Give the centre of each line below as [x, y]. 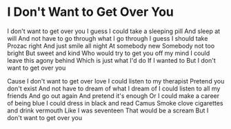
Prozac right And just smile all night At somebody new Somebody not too [111, 46]
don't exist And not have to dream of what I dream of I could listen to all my [114, 88]
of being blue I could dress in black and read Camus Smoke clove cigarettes [115, 103]
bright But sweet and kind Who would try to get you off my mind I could [109, 53]
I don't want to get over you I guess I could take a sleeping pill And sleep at [114, 31]
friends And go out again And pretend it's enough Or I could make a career [113, 96]
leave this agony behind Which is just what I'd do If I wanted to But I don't [111, 60]
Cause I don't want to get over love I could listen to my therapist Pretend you [116, 81]
